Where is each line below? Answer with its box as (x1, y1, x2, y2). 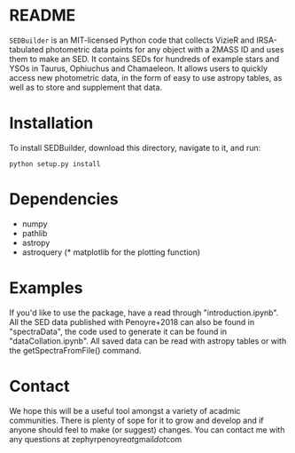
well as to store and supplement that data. (9, 82, 162, 92)
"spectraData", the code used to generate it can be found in (9, 326, 228, 337)
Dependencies (9, 189, 119, 210)
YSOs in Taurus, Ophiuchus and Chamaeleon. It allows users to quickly (9, 63, 268, 74)
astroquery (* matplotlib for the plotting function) (21, 246, 201, 258)
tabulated (9, 44, 44, 54)
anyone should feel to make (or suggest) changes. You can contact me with (9, 424, 285, 435)
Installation (9, 113, 94, 133)
